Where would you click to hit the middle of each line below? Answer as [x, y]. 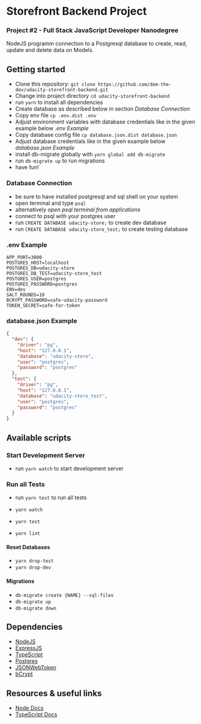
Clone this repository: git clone [55, 84]
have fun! [27, 167]
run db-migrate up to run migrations [60, 161]
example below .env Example [52, 128]
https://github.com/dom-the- [135, 85]
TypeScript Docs [36, 715]
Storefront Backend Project [77, 11]
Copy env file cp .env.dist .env [56, 115]
